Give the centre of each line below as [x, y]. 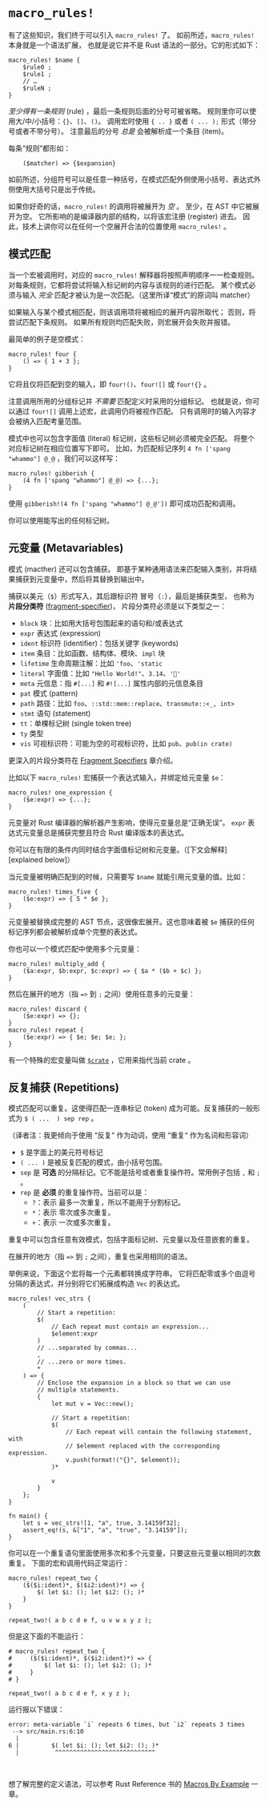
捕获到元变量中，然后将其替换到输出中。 [82, 579]
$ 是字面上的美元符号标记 [61, 1153]
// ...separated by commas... [87, 1348]
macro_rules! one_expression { [60, 792]
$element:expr [74, 1334]
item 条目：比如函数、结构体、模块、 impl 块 [92, 653]
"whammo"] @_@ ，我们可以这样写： [64, 458]
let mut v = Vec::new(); [92, 1404]
